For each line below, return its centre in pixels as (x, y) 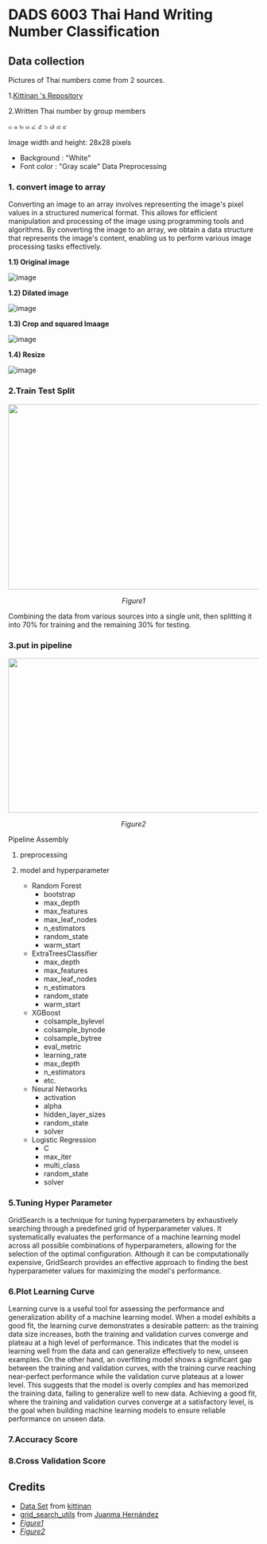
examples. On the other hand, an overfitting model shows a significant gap (130, 1360)
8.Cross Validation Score (57, 1461)
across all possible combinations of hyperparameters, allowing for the (122, 1246)
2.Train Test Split (42, 391)
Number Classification (84, 31)
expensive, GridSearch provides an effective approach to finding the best (128, 1263)
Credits (27, 1487)
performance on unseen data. (57, 1419)
